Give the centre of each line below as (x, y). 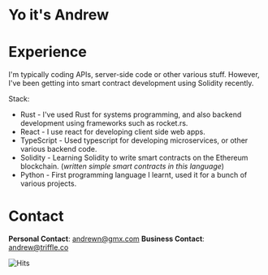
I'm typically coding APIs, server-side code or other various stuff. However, (134, 75)
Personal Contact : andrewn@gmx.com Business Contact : (106, 239)
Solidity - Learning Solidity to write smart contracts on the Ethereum (134, 158)
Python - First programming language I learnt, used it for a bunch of (134, 175)
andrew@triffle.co (39, 247)
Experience (48, 52)
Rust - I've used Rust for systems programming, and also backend (131, 114)
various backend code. (58, 149)
